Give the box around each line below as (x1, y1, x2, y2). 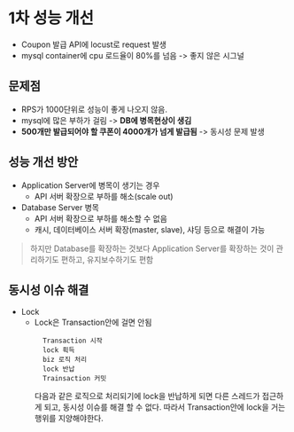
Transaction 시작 (42, 336, 103, 346)
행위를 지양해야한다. (34, 413, 104, 424)
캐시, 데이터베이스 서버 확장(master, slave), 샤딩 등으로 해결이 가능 (34, 224, 266, 235)
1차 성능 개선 (8, 8, 95, 28)
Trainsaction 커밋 (42, 374, 107, 383)
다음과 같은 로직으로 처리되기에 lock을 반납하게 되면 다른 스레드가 (34, 391, 260, 402)
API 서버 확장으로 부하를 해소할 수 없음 (34, 213, 167, 224)
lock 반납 (42, 365, 75, 373)
